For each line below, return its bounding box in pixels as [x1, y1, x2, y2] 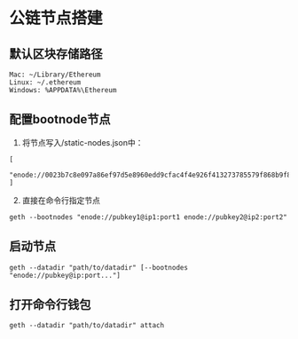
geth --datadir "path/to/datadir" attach [9, 321, 165, 330]
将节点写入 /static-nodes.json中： [21, 137, 144, 147]
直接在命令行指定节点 [21, 194, 100, 205]
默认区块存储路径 [9, 46, 103, 61]
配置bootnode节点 [9, 112, 111, 127]
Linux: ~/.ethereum [9, 78, 82, 87]
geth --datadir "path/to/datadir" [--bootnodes [9, 263, 189, 272]
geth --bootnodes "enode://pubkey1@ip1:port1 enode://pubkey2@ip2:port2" [9, 212, 288, 222]
